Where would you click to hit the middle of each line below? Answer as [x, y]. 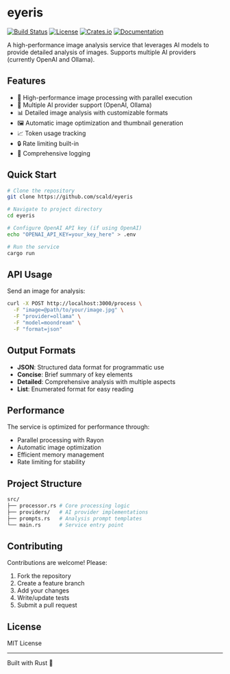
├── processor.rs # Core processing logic [68, 506]
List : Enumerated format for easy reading [75, 389]
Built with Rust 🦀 [30, 663]
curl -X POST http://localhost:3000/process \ [75, 304]
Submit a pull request [47, 605]
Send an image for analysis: [46, 291]
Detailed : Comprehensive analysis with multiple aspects [96, 381]
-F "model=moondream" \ [47, 323]
